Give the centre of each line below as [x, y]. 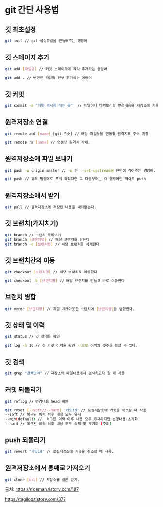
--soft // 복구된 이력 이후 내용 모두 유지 [43, 415]
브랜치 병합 [21, 297]
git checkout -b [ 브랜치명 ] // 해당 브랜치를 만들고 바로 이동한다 [65, 281]
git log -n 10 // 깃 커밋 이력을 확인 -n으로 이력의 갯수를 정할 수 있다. [72, 346]
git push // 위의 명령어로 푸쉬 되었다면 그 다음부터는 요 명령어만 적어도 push [75, 179]
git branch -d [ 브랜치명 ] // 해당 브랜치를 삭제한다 [52, 244]
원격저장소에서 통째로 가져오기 [48, 468]
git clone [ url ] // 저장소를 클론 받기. [42, 480]
